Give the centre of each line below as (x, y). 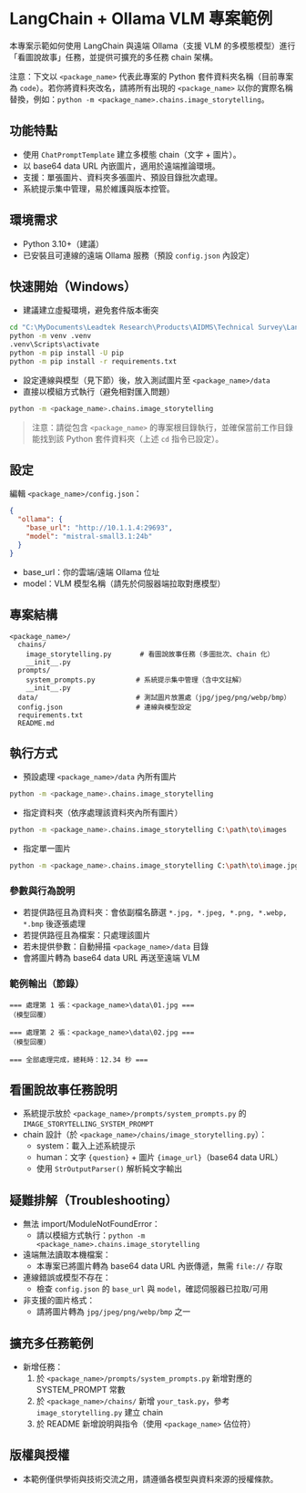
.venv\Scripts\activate (55, 345)
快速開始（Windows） (73, 287)
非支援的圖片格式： (59, 1301)
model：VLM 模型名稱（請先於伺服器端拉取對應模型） (124, 583)
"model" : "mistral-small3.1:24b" (89, 537)
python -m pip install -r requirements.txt (93, 361)
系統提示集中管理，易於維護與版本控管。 (98, 189)
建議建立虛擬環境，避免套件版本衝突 (91, 310)
